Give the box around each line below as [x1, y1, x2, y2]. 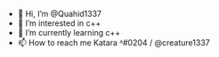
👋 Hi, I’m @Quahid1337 [17, 9, 102, 19]
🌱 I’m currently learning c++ [17, 28, 121, 37]
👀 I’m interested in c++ [17, 18, 101, 28]
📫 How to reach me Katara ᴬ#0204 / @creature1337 [17, 37, 211, 48]
